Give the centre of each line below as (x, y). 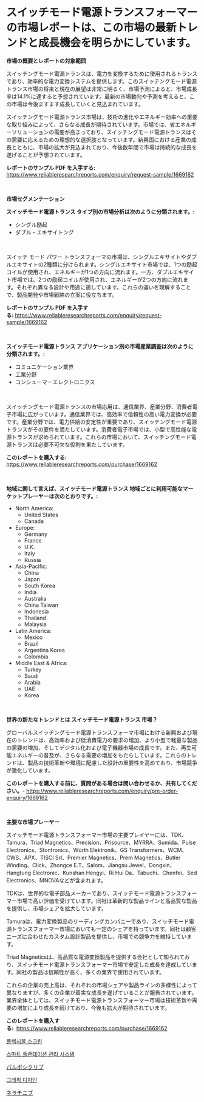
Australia (35, 598)
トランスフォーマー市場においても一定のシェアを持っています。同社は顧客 (104, 928)
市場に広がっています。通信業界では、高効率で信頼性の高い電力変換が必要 (104, 414)
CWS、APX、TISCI (30, 857)
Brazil (31, 643)
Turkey (33, 669)
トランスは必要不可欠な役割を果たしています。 (70, 444)
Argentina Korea (44, 650)
